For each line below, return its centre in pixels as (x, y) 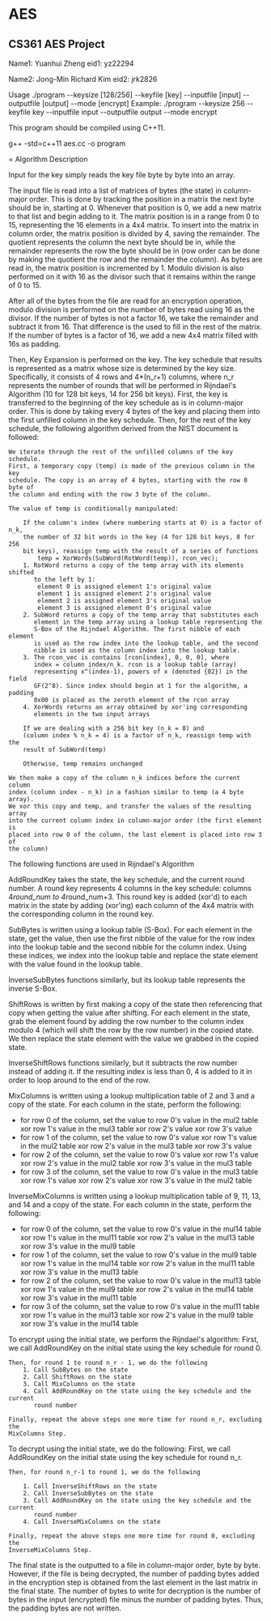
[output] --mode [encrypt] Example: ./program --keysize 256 (143, 103)
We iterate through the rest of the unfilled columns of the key (121, 452)
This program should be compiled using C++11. (87, 128)
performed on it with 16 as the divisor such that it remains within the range (132, 277)
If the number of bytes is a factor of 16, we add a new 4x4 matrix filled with (133, 335)
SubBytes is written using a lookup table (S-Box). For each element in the (130, 930)
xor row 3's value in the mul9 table (78, 1246)
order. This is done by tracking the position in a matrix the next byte (142, 199)
